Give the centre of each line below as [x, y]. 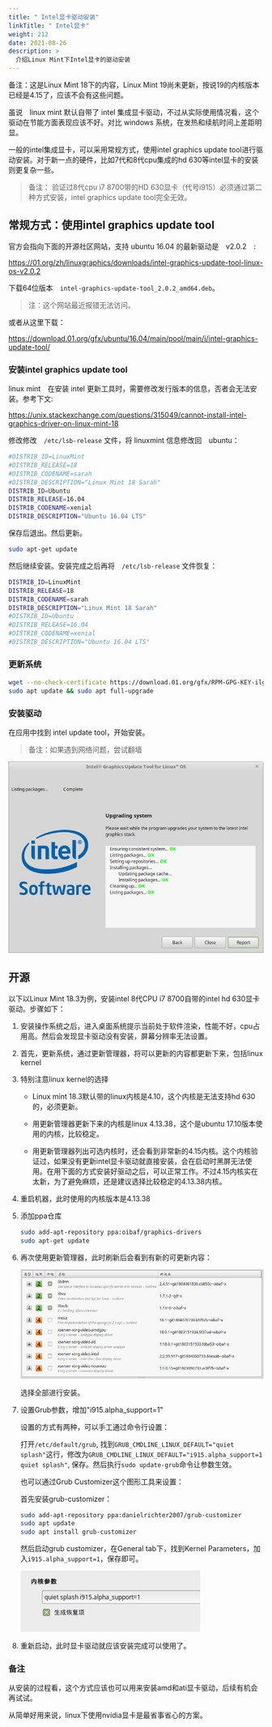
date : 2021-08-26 [38, 43]
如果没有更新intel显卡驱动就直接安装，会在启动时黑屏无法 [149, 1161]
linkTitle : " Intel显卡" [49, 26]
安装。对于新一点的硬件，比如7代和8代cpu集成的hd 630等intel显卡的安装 [137, 160]
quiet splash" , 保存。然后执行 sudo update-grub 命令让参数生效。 [128, 1464]
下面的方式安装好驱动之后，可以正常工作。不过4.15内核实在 [159, 1171]
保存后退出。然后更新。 [47, 533]
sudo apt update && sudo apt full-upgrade [81, 691]
